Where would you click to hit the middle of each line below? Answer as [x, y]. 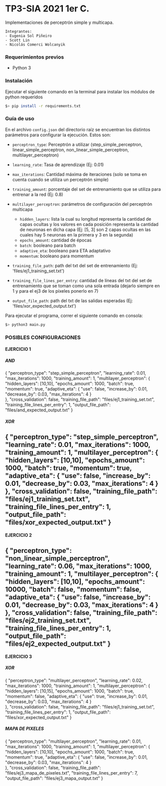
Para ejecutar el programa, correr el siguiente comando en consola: [74, 315]
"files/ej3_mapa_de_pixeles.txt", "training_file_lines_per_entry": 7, [72, 773]
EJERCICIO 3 [19, 656]
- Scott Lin [17, 40]
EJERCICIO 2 [19, 535]
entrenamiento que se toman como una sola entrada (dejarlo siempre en [86, 286]
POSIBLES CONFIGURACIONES [43, 337]
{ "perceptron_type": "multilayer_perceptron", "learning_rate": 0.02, [74, 680]
